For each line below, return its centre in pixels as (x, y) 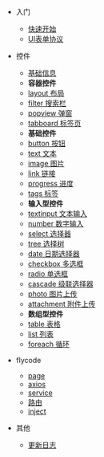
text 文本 (42, 153)
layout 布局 (46, 93)
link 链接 (42, 173)
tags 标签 (43, 194)
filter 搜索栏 (47, 103)
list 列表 (41, 334)
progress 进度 (51, 184)
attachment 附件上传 (62, 304)
